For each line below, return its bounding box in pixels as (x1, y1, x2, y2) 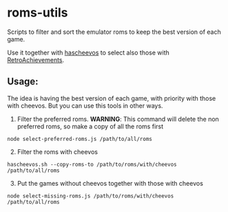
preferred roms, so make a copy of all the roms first (17, 122, 164, 131)
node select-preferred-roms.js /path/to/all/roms (7, 135, 153, 142)
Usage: (7, 76, 39, 88)
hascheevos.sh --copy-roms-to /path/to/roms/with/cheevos (7, 161, 177, 168)
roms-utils (7, 5, 68, 21)
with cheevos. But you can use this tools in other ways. (7, 102, 163, 110)
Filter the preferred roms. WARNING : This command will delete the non (17, 115, 219, 123)
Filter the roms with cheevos (17, 147, 99, 156)
